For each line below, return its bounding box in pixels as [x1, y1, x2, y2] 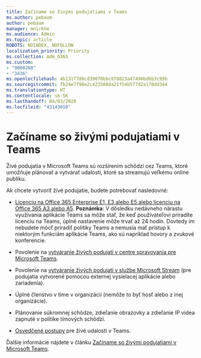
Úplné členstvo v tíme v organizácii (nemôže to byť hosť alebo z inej [14, 291, 183, 298]
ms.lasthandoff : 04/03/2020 [6, 98, 77, 104]
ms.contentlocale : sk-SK [6, 93, 68, 99]
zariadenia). [14, 279, 45, 286]
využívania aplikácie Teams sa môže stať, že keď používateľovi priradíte [14, 211, 193, 218]
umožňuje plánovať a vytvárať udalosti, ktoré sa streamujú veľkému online [6, 169, 189, 176]
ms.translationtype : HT [6, 87, 66, 93]
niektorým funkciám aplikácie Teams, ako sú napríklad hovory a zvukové [14, 230, 194, 238]
